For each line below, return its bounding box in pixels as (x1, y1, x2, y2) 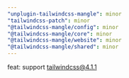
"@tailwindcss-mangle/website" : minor (7, 37, 122, 44)
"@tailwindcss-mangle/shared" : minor (7, 43, 119, 50)
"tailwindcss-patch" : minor (7, 17, 91, 24)
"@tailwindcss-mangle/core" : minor (7, 30, 113, 38)
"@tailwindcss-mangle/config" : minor (7, 23, 119, 30)
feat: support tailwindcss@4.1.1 (7, 63, 97, 71)
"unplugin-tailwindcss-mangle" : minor (7, 10, 122, 18)
